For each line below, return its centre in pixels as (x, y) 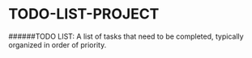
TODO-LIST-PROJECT (84, 14)
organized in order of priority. (58, 44)
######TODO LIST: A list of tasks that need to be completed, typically (126, 36)
